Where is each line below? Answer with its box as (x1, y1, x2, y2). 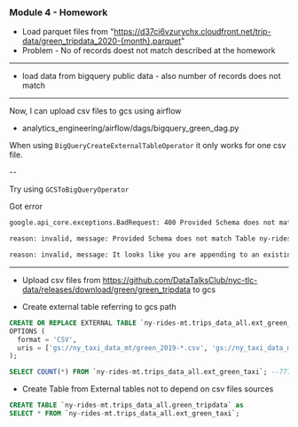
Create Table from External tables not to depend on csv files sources (21, 384, 274, 394)
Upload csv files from (21, 274, 101, 285)
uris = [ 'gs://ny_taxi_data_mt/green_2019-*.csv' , (17, 344, 208, 352)
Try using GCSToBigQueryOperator (9, 184, 129, 194)
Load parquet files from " (21, 27, 114, 37)
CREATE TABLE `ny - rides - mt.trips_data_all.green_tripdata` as (9, 401, 244, 410)
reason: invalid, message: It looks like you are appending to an (9, 250, 260, 259)
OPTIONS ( (9, 327, 46, 336)
